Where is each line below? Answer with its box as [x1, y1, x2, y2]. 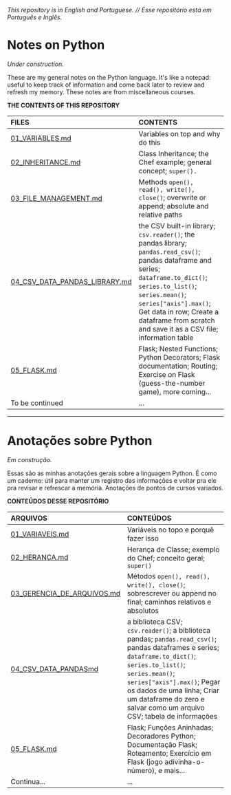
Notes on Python [7, 37, 105, 53]
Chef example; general [138, 157, 212, 167]
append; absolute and [138, 201, 209, 210]
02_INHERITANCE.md [10, 157, 81, 167]
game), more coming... [138, 386, 212, 396]
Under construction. [7, 60, 64, 68]
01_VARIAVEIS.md [10, 529, 69, 538]
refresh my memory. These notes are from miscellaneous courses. [7, 87, 196, 96]
